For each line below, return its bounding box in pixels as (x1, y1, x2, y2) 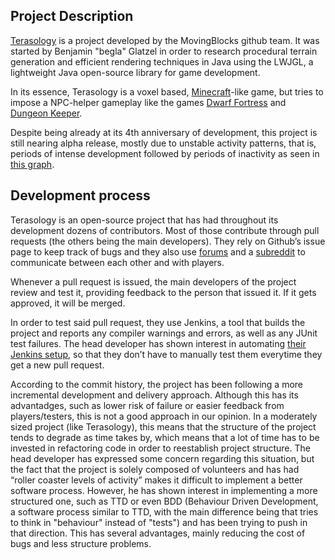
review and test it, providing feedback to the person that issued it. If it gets (10, 286, 317, 298)
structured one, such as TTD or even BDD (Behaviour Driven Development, (10, 495, 319, 507)
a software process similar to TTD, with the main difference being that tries (10, 505, 319, 518)
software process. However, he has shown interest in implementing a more (10, 484, 318, 496)
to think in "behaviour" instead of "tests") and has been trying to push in (10, 516, 308, 528)
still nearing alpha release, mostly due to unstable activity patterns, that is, (10, 137, 317, 149)
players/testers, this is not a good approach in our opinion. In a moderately (10, 410, 318, 422)
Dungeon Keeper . (10, 107, 83, 119)
